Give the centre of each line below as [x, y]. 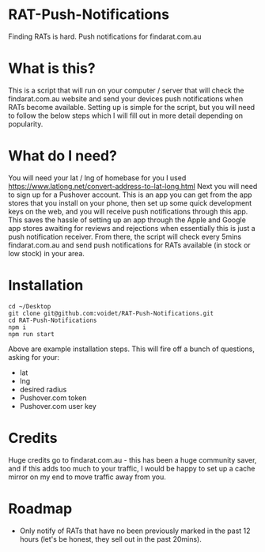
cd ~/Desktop [30, 306]
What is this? [52, 68]
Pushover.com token [53, 398]
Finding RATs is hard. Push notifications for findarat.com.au [105, 36]
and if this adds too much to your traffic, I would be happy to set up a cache [132, 468]
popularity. [26, 123]
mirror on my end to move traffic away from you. [87, 477]
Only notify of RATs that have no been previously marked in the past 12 [135, 531]
